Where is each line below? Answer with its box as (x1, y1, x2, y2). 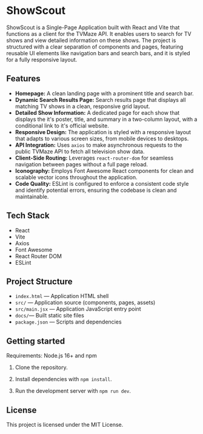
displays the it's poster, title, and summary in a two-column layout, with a (15, 115, 198, 123)
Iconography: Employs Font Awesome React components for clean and (15, 167, 194, 174)
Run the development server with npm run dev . (15, 387, 131, 395)
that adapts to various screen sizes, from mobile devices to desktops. (15, 135, 189, 142)
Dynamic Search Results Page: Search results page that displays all (15, 96, 186, 103)
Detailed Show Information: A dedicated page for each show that (15, 109, 180, 116)
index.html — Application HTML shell (15, 293, 109, 300)
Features (6, 73, 41, 84)
